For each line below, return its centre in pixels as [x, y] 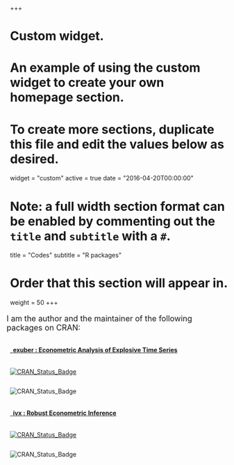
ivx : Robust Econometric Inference [65, 413]
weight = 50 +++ [34, 303]
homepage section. [67, 97]
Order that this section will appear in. [119, 283]
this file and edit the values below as [117, 144]
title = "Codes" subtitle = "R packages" [66, 255]
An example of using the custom [105, 68]
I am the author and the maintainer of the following [99, 319]
